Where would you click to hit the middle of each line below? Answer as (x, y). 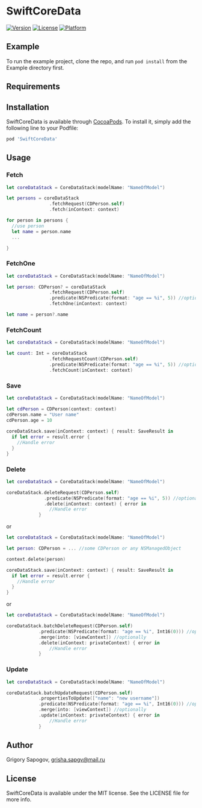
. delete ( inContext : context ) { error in (95, 504)
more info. (19, 800)
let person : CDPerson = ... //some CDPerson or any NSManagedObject (94, 549)
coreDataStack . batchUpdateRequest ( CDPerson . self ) (70, 693)
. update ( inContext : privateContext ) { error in (99, 715)
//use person (28, 226)
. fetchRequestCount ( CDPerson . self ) (93, 359)
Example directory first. (35, 67)
